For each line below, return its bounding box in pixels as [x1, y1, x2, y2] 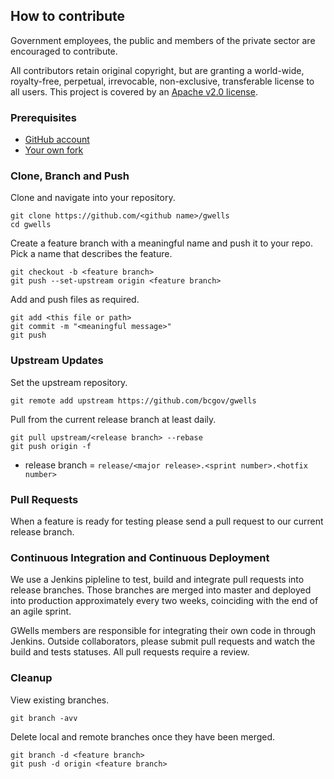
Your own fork [24, 144, 84, 156]
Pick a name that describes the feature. [10, 248, 173, 260]
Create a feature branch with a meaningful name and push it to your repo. [10, 237, 314, 249]
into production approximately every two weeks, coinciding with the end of [10, 595, 319, 607]
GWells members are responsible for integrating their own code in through [10, 625, 317, 637]
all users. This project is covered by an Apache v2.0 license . [10, 85, 258, 98]
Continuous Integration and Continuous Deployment [10, 550, 270, 564]
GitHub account [24, 134, 90, 146]
